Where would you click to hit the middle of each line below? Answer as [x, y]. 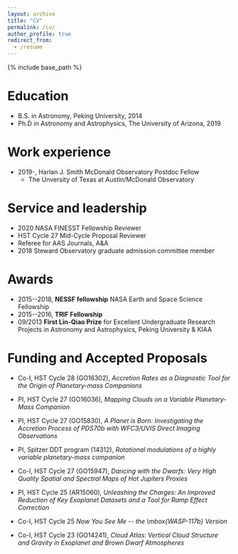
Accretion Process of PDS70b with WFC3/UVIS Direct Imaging [109, 428]
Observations [38, 436]
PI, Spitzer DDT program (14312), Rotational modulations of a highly [117, 449]
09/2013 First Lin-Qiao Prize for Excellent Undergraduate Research [116, 322]
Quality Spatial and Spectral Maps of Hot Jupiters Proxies [103, 479]
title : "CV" [25, 21]
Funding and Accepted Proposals [107, 358]
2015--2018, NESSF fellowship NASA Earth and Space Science [110, 299]
